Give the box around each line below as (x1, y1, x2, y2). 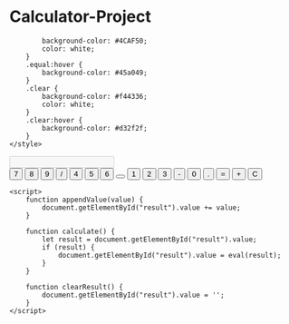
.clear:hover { (25, 115, 83, 124)
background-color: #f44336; (42, 92, 148, 101)
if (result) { (42, 242, 95, 251)
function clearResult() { (25, 282, 124, 291)
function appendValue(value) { (25, 195, 144, 204)
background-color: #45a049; (42, 68, 148, 77)
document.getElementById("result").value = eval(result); (57, 250, 282, 260)
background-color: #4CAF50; (42, 36, 148, 45)
